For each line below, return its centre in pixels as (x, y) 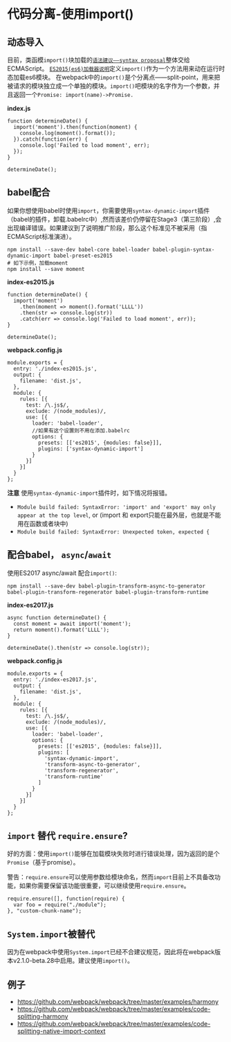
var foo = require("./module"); (60, 905)
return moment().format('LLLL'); (62, 630)
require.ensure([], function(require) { (66, 899)
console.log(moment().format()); (68, 133)
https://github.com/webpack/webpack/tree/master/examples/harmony (118, 1002)
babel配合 (29, 192)
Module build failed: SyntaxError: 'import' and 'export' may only (116, 507)
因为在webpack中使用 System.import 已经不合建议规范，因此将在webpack (111, 952)
